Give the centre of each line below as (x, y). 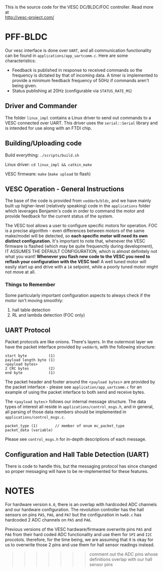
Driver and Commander (41, 106)
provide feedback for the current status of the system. (59, 216)
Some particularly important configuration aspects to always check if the (78, 295)
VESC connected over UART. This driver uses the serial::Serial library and (81, 123)
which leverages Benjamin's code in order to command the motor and (75, 211)
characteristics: (21, 61)
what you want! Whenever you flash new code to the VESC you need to (78, 256)
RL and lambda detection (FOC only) (49, 315)
